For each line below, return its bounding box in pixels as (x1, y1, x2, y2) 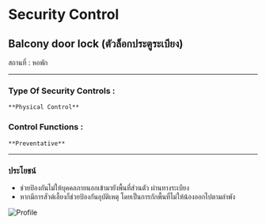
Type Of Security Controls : (8, 85, 116, 96)
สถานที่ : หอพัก (8, 58, 48, 67)
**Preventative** (8, 140, 66, 147)
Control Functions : (8, 121, 84, 133)
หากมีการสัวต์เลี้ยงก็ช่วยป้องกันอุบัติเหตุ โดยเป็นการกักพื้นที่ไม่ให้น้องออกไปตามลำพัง (19, 192, 236, 201)
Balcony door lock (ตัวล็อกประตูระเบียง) (8, 37, 184, 50)
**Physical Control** (8, 103, 80, 111)
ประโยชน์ (8, 165, 36, 176)
